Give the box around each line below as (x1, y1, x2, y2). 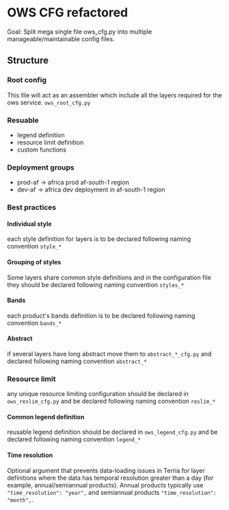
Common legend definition (7, 413, 85, 421)
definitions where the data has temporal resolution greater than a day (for (7, 474, 214, 482)
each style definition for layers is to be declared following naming (7, 235, 191, 243)
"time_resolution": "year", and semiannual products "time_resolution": (7, 488, 217, 496)
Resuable (7, 115, 39, 125)
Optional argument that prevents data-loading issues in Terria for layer (7, 466, 205, 474)
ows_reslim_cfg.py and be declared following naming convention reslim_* (7, 397, 216, 406)
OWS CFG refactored (7, 5, 129, 21)
